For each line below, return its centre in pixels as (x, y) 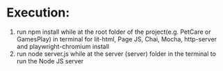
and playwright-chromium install (63, 46)
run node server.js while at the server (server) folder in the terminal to (116, 54)
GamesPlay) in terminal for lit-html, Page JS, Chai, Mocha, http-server (116, 39)
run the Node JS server (50, 61)
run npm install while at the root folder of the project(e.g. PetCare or (114, 32)
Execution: (38, 13)
